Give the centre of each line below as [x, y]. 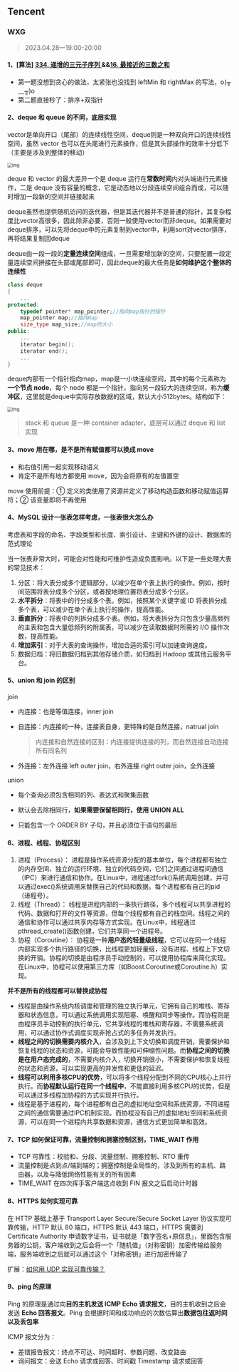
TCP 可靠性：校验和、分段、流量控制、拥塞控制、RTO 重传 [103, 1157]
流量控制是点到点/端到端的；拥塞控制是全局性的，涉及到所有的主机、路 [122, 1165]
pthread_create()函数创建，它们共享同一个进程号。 [92, 931]
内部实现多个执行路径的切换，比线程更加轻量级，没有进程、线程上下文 [121, 949]
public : [19, 331]
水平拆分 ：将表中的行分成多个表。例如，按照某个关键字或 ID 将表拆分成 [122, 600]
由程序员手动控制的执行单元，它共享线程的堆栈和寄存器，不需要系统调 [121, 1024]
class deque [25, 285]
